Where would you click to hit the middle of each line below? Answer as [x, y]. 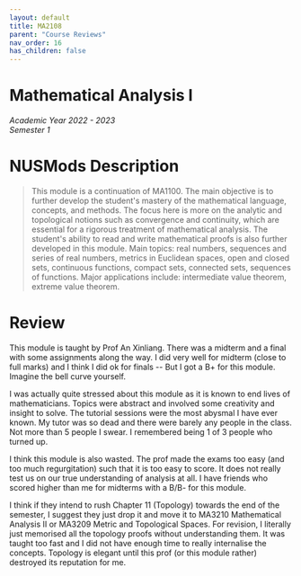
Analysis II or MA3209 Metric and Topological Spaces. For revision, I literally [150, 524]
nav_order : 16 [36, 43]
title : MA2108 [36, 26]
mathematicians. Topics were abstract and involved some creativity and [142, 403]
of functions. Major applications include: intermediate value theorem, [159, 277]
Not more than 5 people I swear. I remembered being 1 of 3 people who [141, 431]
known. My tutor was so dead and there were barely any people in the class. [150, 422]
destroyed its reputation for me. [68, 562]
